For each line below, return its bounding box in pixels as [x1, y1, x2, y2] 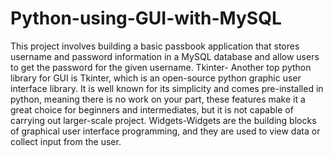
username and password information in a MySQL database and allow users [10, 50, 320, 62]
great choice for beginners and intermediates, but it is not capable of [10, 103, 294, 116]
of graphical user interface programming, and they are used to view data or [10, 125, 321, 137]
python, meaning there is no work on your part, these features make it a [10, 93, 306, 105]
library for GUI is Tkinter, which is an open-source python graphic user [10, 72, 302, 84]
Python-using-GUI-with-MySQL [10, 7, 282, 30]
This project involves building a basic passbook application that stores [10, 40, 300, 52]
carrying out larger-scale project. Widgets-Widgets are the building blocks [10, 114, 317, 126]
